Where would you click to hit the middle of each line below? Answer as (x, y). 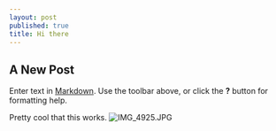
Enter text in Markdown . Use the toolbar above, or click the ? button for (138, 91)
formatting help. (38, 100)
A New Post (42, 69)
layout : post (33, 17)
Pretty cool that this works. (58, 118)
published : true (39, 26)
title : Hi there (39, 34)
